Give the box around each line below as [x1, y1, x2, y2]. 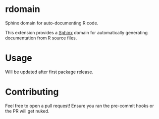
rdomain [5, 3, 41, 15]
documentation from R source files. [5, 35, 77, 41]
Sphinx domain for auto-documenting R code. [5, 20, 99, 26]
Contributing [5, 86, 59, 98]
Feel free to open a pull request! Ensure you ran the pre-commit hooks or [5, 103, 155, 109]
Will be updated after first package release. [5, 69, 94, 75]
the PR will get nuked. [5, 108, 50, 114]
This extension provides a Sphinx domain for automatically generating [5, 29, 148, 35]
